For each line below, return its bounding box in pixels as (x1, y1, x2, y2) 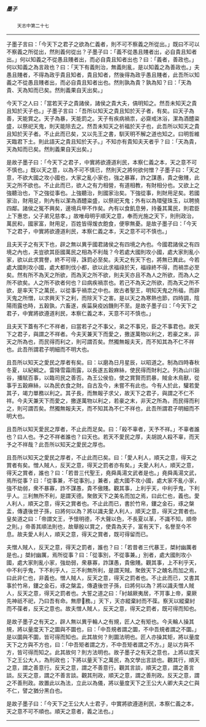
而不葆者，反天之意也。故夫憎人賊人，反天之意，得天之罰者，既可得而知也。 (6, 604, 200, 612)
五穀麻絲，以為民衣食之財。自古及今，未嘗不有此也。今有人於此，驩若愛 (17, 382, 200, 389)
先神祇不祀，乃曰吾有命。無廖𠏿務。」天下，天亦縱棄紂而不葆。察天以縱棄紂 (6, 597, 196, 604)
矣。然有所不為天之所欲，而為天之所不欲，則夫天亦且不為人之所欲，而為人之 (6, 271, 200, 279)
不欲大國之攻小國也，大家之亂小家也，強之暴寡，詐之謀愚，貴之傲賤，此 (17, 174, 200, 181)
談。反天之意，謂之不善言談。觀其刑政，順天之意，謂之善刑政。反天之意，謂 (6, 671, 200, 679)
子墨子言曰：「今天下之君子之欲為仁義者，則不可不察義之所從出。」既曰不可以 (6, 40, 200, 48)
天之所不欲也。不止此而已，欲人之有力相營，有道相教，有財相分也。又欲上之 (6, 181, 200, 189)
